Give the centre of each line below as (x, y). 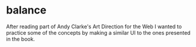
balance (26, 10)
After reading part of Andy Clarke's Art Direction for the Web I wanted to (94, 26)
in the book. (21, 39)
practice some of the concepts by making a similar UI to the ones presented (98, 32)
